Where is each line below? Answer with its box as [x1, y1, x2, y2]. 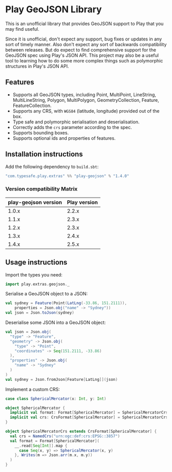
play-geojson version [8, 199, 62, 206]
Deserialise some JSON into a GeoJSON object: [5, 319, 106, 326]
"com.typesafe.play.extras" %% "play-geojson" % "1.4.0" [5, 173, 130, 179]
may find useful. [5, 26, 39, 32]
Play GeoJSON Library [5, 4, 102, 15]
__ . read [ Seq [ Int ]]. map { [14, 443, 68, 448]
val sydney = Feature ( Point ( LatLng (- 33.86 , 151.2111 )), [5, 301, 127, 306]
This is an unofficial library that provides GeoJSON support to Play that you [5, 20, 164, 27]
